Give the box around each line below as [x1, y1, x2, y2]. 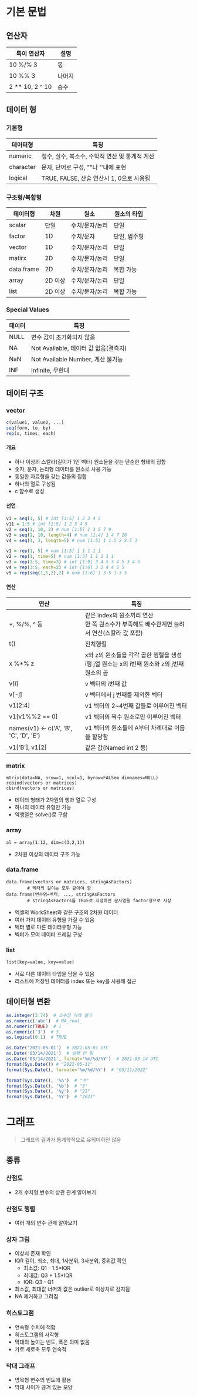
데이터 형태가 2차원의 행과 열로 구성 [14, 796, 97, 803]
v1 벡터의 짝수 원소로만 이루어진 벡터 [84, 713, 181, 721]
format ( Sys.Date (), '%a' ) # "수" [6, 1078, 89, 1083]
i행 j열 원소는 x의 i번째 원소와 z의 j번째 [84, 660, 184, 668]
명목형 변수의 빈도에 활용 [14, 1377, 72, 1384]
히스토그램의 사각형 [14, 1331, 59, 1338]
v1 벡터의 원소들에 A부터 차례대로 [84, 723, 173, 732]
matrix [6, 762, 25, 770]
